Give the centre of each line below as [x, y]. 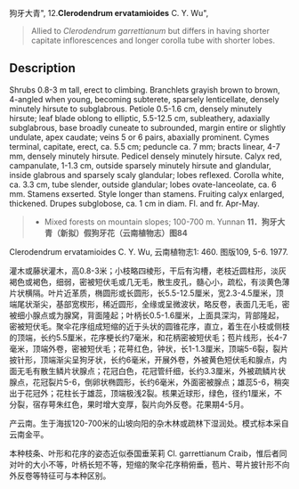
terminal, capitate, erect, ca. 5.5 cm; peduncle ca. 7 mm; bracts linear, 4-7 [145, 146]
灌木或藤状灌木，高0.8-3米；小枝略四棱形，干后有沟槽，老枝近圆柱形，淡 [144, 271]
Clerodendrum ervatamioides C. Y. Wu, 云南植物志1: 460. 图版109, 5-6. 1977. [149, 251]
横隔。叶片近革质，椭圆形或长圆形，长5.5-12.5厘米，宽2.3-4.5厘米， [150, 293]
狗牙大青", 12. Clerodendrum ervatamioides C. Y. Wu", [109, 13]
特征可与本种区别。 [75, 476]
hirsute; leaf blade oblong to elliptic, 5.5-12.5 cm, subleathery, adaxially [140, 118]
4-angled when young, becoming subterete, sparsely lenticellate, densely [144, 99]
